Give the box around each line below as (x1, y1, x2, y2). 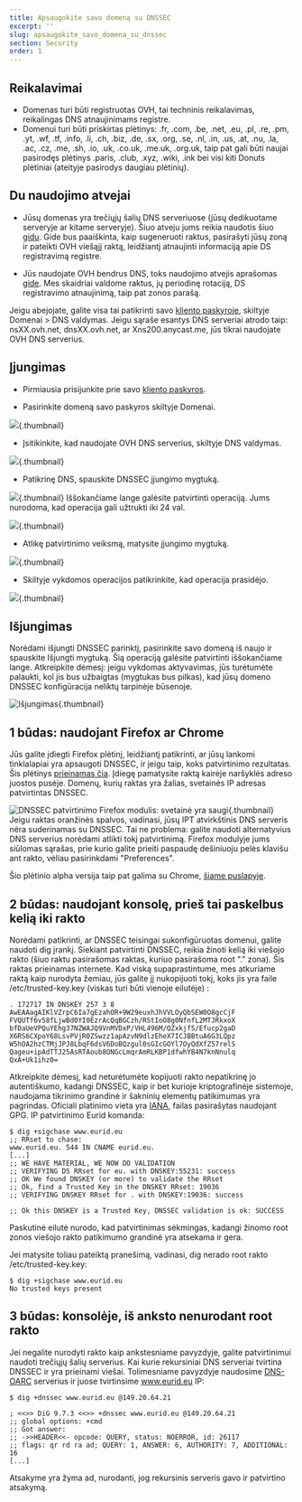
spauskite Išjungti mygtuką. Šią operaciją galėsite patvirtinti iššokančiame (9, 652, 283, 663)
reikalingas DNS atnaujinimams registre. (22, 114, 171, 125)
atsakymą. (9, 1481, 48, 1492)
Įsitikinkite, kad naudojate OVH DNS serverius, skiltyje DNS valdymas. (22, 437, 282, 448)
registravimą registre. (22, 250, 102, 261)
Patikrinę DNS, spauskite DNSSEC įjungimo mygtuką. (22, 474, 220, 484)
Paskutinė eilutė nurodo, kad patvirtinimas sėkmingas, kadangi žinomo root (9, 1222, 288, 1233)
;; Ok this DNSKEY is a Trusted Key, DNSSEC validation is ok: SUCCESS (9, 1206, 284, 1216)
